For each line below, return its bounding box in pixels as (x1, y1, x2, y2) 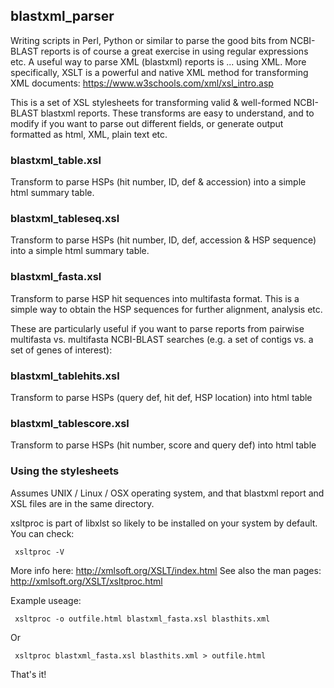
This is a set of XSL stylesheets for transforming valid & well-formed (10, 96, 292, 108)
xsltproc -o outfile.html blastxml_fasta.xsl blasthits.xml (14, 614, 271, 624)
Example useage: (10, 594, 82, 606)
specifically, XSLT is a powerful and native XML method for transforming (10, 66, 309, 78)
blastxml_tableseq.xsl (10, 212, 120, 226)
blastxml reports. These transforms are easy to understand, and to (40, 107, 315, 119)
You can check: (10, 527, 75, 539)
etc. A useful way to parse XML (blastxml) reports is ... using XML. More (10, 55, 307, 68)
